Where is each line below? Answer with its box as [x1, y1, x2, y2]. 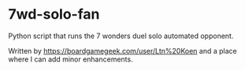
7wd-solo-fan [8, 5, 100, 23]
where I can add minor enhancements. [8, 54, 133, 64]
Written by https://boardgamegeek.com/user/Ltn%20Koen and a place [8, 46, 238, 55]
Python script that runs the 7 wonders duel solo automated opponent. [8, 31, 234, 40]
